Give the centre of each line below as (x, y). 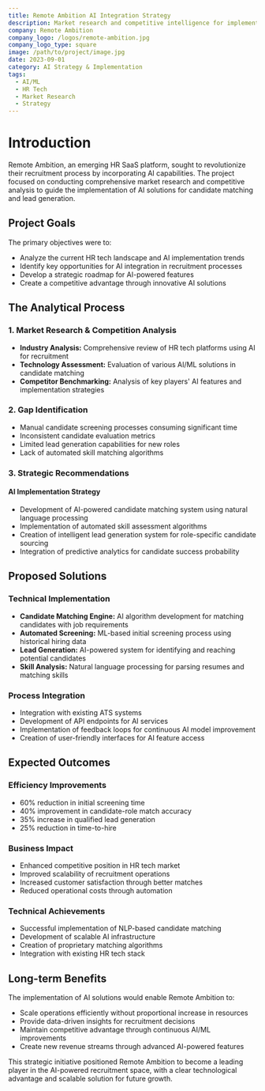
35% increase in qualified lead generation (88, 819)
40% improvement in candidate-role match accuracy (105, 811)
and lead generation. (42, 199)
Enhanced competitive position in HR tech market (100, 865)
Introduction (50, 143)
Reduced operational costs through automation (96, 890)
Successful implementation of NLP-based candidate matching (120, 928)
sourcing (34, 543)
